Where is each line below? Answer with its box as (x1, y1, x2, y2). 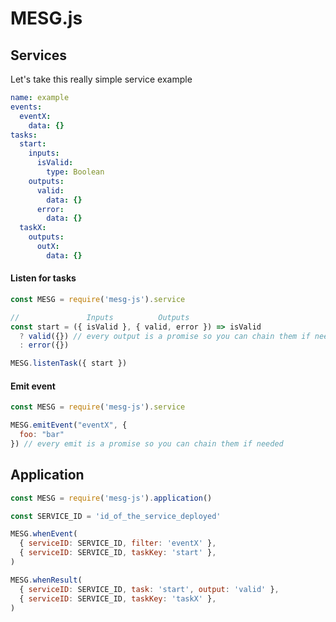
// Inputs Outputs (10, 312, 190, 322)
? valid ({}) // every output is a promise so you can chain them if (19, 331, 311, 341)
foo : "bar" (19, 430, 65, 440)
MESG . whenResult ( (10, 575, 83, 585)
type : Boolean (46, 167, 105, 177)
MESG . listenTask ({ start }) (10, 358, 128, 369)
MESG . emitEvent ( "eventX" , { (10, 420, 128, 431)
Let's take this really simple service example (10, 73, 193, 85)
